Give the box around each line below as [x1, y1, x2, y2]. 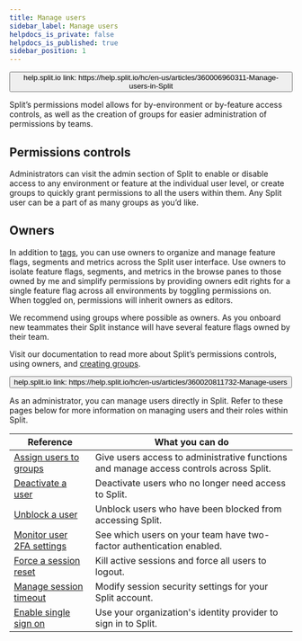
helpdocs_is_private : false [9, 30, 115, 39]
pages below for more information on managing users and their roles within [9, 405, 289, 415]
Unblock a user [13, 508, 78, 521]
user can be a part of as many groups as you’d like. [9, 197, 200, 208]
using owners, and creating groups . [9, 358, 141, 369]
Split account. [94, 591, 154, 603]
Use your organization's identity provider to [94, 606, 279, 619]
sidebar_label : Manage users [9, 22, 119, 31]
